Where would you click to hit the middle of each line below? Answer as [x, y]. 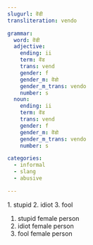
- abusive [28, 178]
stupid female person [48, 218]
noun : [22, 99]
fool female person [45, 233]
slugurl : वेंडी [25, 14]
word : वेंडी [27, 40]
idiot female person [45, 226]
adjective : [30, 47]
